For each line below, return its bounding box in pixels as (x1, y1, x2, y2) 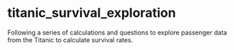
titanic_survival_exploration (7, 5, 176, 21)
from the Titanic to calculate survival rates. (7, 35, 133, 44)
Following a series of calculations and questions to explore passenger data (7, 28, 228, 37)
